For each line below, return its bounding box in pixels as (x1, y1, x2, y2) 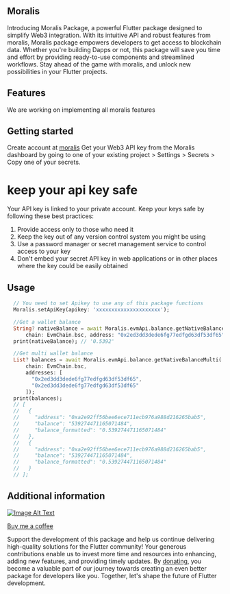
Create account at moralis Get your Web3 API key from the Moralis (7, 143, 195, 152)
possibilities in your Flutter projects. (7, 67, 108, 75)
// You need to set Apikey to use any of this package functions (13, 300, 204, 307)
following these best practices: (7, 212, 94, 220)
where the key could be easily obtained (16, 262, 129, 270)
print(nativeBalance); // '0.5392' (13, 337, 115, 345)
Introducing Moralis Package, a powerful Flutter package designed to (7, 23, 203, 32)
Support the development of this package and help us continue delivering (7, 535, 215, 543)
